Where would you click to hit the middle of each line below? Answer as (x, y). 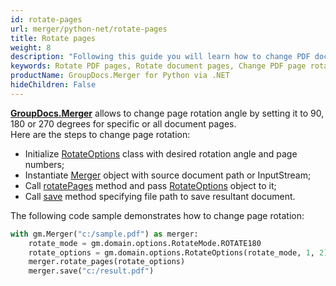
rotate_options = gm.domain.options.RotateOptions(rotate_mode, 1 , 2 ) (178, 252)
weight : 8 (31, 47)
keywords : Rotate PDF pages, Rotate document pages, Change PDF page (158, 66)
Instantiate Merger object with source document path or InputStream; (168, 175)
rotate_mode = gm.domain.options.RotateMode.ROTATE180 (145, 243)
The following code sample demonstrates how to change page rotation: (157, 215)
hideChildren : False (53, 85)
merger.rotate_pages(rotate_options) (107, 262)
